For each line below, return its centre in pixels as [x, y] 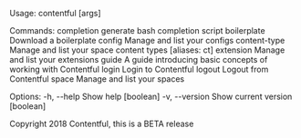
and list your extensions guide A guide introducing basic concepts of [139, 59]
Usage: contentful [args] [56, 13]
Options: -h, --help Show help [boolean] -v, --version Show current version [151, 96]
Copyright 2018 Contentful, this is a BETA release [102, 123]
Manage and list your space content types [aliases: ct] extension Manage [147, 50]
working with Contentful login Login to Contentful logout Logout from [139, 69]
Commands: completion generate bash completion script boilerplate [138, 30]
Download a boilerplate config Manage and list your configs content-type [147, 40]
